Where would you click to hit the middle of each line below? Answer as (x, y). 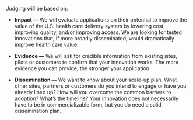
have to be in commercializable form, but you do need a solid (88, 104)
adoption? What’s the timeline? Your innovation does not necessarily (96, 98)
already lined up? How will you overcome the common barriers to (93, 92)
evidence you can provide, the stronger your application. (83, 68)
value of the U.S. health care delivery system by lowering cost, (90, 26)
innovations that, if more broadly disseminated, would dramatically (94, 38)
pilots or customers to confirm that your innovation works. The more (96, 62)
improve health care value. (46, 44)
